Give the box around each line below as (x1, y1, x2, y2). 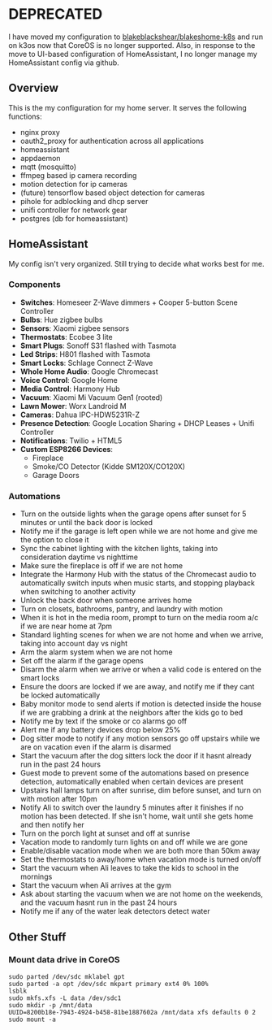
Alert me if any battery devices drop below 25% (19, 725, 181, 735)
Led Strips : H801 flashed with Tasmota (19, 349, 151, 359)
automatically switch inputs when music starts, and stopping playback (19, 578, 256, 588)
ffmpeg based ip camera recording (19, 170, 137, 180)
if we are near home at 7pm (19, 621, 112, 631)
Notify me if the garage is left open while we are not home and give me (19, 526, 258, 537)
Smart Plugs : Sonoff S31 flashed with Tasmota (19, 341, 177, 350)
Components (8, 279, 61, 290)
